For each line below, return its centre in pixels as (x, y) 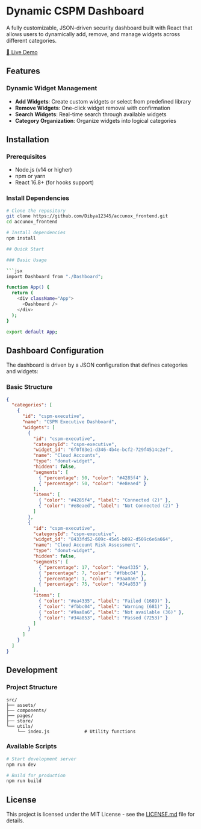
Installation (28, 140)
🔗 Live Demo (22, 52)
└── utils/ (20, 726)
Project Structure (32, 688)
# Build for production (36, 775)
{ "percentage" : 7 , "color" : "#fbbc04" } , (92, 573)
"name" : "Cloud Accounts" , (67, 456)
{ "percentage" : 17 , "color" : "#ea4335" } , (94, 567)
